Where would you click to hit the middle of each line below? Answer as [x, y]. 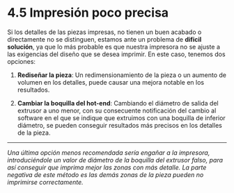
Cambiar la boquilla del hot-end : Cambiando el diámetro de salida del [118, 103]
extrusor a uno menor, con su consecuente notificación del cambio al [117, 110]
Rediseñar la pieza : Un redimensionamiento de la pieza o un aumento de [122, 75]
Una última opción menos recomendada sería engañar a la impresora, [109, 152]
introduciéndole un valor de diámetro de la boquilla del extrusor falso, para [115, 160]
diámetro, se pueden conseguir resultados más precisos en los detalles [120, 125]
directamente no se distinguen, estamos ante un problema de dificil [104, 39]
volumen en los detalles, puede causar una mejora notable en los [110, 82]
